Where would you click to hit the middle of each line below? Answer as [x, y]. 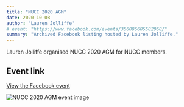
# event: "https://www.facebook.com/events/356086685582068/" [87, 29]
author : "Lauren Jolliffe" [41, 23]
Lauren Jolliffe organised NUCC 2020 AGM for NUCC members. [87, 52]
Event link [25, 71]
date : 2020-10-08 [28, 18]
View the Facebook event [38, 85]
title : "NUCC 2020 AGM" [37, 12]
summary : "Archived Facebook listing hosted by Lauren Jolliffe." [92, 35]
